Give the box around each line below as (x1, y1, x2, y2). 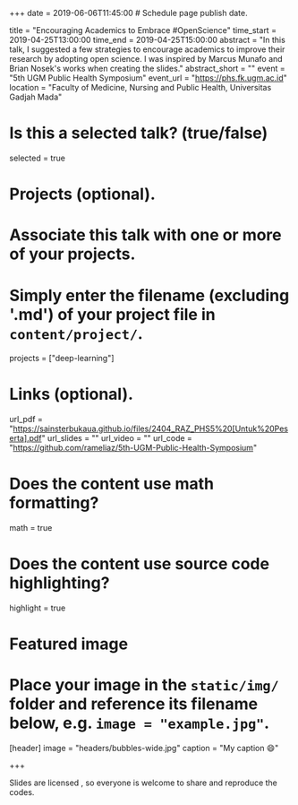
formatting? (9, 493, 99, 514)
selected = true (9, 152, 65, 163)
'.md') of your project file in (9, 304, 217, 325)
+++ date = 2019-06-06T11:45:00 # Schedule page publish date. (9, 8, 248, 18)
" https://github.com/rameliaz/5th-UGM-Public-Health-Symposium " (9, 443, 258, 454)
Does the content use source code (9, 554, 270, 575)
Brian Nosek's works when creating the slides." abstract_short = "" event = (9, 63, 285, 74)
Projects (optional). (9, 184, 157, 204)
